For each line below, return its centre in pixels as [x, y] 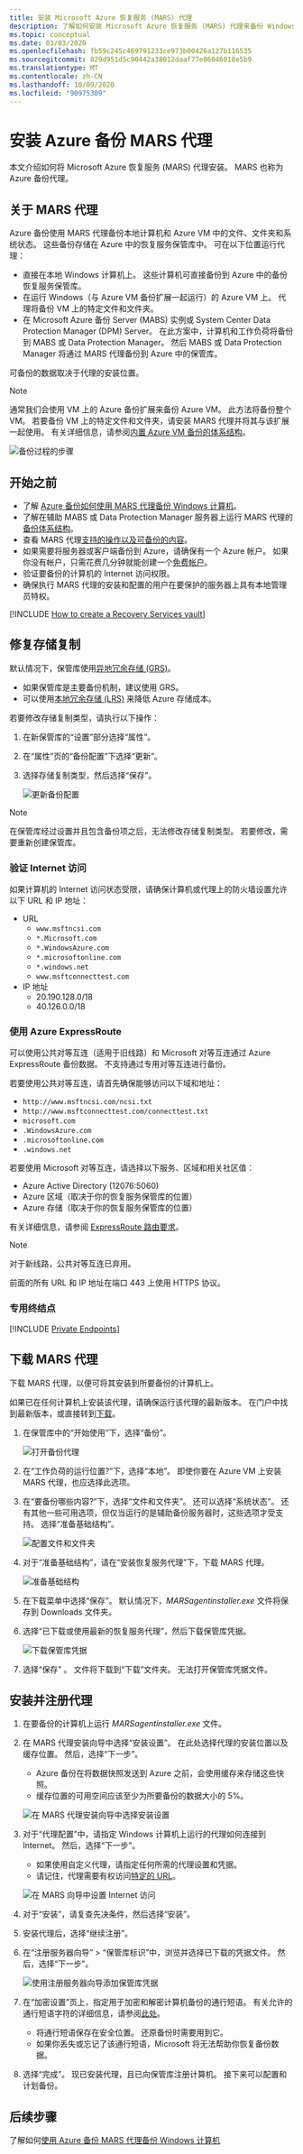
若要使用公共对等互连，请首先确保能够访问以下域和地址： [116, 1083]
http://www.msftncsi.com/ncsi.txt [87, 1102]
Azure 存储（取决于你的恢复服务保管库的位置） [110, 1208]
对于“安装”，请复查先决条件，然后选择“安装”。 [109, 1914]
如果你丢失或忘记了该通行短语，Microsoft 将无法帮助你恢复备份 [154, 2044]
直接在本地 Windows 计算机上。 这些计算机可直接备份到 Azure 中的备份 [155, 275]
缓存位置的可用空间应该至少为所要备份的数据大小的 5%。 [142, 1796]
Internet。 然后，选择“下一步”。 [81, 1846]
